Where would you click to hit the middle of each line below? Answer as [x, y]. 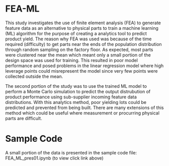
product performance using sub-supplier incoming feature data [71, 97]
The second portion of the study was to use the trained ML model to [76, 86]
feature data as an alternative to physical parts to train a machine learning [82, 28]
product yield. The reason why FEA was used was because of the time [78, 39]
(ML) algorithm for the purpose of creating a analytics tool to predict [76, 33]
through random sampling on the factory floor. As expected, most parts [79, 49]
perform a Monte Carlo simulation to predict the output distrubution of [78, 91]
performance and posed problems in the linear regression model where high [84, 66]
